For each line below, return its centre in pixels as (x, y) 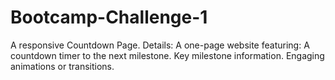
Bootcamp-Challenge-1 (109, 17)
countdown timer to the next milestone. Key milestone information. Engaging (167, 55)
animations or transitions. (62, 66)
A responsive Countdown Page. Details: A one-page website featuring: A (160, 45)
